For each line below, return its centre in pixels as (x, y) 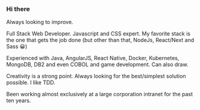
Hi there (18, 9)
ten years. (19, 100)
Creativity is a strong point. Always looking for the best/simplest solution (96, 76)
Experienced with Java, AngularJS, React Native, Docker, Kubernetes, (93, 58)
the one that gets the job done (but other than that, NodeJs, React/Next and (100, 40)
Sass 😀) (17, 46)
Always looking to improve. (40, 22)
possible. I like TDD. (31, 82)
